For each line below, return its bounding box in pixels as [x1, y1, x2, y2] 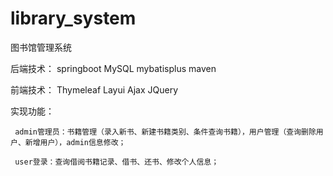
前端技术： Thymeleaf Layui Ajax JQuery [10, 83, 179, 96]
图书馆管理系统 [10, 41, 72, 53]
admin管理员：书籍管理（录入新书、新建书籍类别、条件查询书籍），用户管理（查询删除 [14, 127, 317, 137]
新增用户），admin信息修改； [24, 137, 127, 147]
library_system [10, 7, 137, 30]
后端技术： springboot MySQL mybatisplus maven [10, 62, 217, 74]
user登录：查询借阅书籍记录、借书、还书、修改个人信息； [14, 157, 220, 167]
